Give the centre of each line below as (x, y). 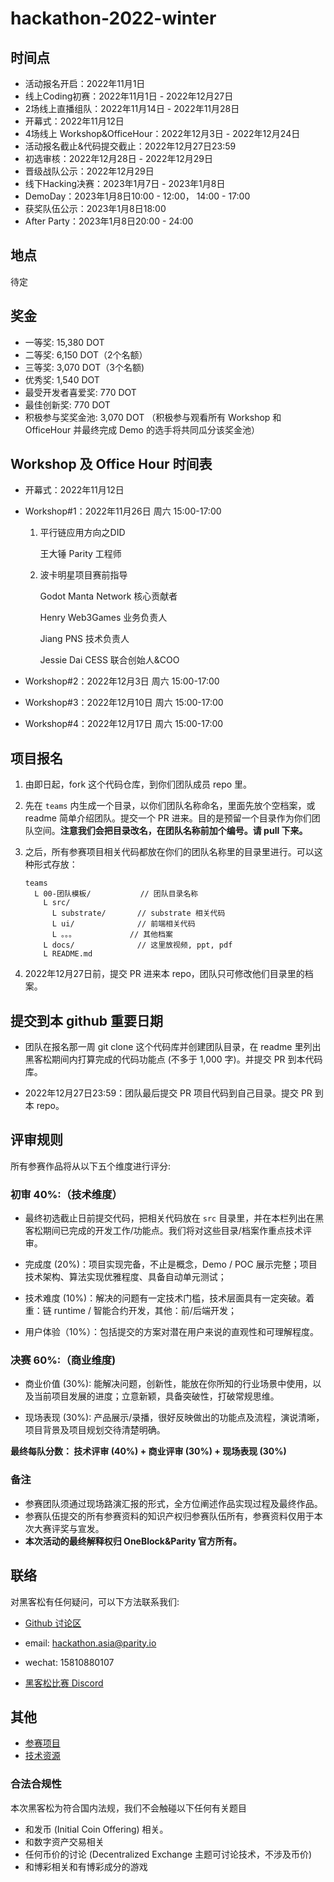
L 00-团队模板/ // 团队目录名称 (116, 894)
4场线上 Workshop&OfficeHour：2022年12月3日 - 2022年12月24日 (162, 133)
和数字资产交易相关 (64, 1841)
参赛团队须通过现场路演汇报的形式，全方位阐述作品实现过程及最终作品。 (173, 1503)
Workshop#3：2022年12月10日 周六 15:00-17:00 (124, 703)
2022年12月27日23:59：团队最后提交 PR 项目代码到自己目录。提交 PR (168, 1093)
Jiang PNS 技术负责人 (84, 639)
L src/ (57, 903)
